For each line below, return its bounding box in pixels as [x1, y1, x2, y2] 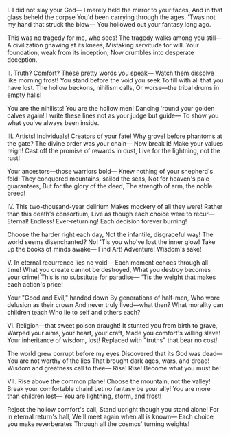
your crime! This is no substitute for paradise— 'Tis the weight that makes [7, 273, 216, 281]
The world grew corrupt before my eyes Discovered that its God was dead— [7, 350, 223, 357]
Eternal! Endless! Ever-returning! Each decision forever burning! [7, 217, 187, 225]
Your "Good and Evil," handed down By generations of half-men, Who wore [7, 293, 220, 302]
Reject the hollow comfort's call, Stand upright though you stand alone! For [7, 405, 220, 413]
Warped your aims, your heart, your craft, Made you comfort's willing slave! [7, 329, 221, 337]
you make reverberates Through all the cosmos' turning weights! [7, 420, 190, 428]
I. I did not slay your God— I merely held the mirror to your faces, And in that [7, 6, 223, 14]
